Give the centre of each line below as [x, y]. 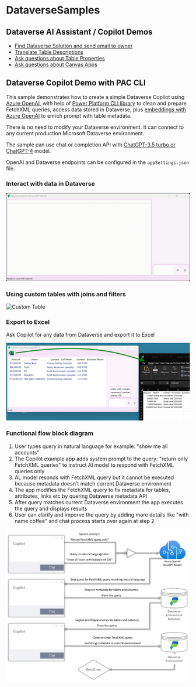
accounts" [27, 452]
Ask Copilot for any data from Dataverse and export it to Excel [80, 335]
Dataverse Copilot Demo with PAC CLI [76, 83]
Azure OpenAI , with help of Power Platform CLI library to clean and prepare [96, 103]
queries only [29, 471]
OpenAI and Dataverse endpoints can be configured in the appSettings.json [98, 162]
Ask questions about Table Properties [60, 58]
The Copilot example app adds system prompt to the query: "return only [101, 459]
